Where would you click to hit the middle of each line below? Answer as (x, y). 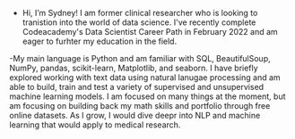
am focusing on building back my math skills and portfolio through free (140, 106)
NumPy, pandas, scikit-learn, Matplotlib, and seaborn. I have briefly (134, 68)
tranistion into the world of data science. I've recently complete (139, 22)
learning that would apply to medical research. (95, 125)
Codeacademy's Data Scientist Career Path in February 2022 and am (150, 32)
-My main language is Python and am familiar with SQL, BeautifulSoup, (140, 58)
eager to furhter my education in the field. (100, 41)
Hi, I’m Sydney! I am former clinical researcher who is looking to (140, 13)
